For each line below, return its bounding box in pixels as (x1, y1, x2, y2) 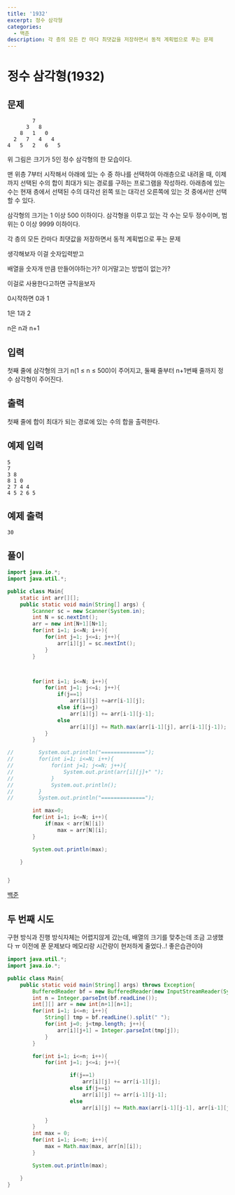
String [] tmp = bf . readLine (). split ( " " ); (44, 1014, 171, 1021)
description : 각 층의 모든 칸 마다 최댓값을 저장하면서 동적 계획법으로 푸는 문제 (7, 36, 213, 43)
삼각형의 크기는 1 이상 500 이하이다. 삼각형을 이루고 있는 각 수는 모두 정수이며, (7, 211, 220, 220)
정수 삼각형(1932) (7, 69, 105, 85)
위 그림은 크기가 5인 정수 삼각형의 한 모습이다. (7, 155, 132, 164)
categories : (7, 23, 42, 30)
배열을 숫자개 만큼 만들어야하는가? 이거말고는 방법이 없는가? (7, 264, 171, 273)
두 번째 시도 (7, 913, 55, 925)
